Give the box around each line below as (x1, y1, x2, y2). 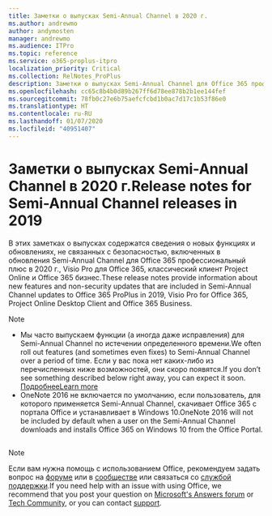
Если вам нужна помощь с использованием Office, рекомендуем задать (8, 463, 261, 474)
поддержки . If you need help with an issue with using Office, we (8, 481, 222, 491)
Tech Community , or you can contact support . (8, 498, 162, 508)
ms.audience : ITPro (8, 42, 74, 50)
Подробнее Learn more (19, 382, 99, 391)
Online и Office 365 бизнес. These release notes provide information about (8, 272, 258, 282)
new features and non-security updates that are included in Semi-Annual (8, 281, 252, 291)
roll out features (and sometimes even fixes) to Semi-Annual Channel (19, 347, 251, 356)
